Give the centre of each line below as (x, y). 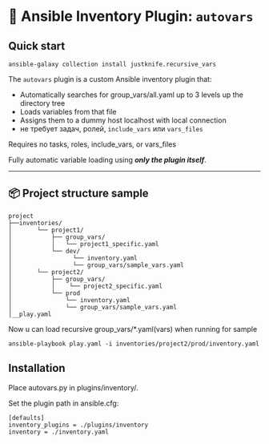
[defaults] (26, 418)
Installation (37, 368)
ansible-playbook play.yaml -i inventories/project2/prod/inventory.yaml (134, 344)
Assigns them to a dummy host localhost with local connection (123, 120)
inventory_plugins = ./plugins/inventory (78, 425)
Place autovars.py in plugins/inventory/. (73, 387)
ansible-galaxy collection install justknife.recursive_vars (112, 64)
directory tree (42, 103)
